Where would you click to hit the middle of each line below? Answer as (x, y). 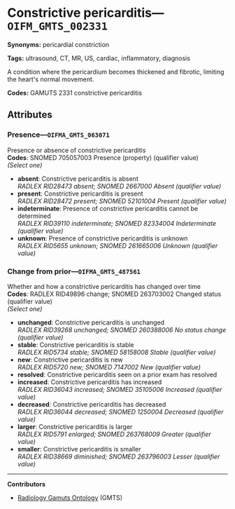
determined (34, 216)
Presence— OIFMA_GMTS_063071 (58, 135)
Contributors (27, 484)
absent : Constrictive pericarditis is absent (78, 178)
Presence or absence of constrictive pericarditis (77, 150)
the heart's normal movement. (51, 79)
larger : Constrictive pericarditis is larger (75, 426)
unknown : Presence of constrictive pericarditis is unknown (102, 238)
